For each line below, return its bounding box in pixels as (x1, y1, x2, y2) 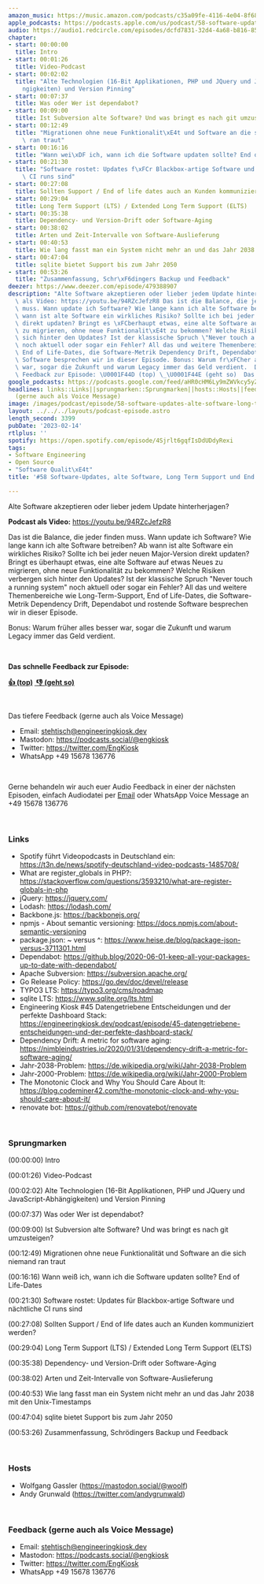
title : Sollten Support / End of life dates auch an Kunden (15, 187, 216, 195)
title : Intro (15, 48, 58, 56)
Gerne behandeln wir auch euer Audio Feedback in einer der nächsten (8, 782, 236, 791)
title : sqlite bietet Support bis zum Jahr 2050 (15, 261, 178, 269)
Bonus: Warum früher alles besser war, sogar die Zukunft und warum (8, 623, 232, 632)
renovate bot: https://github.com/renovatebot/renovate (19, 1102, 198, 1112)
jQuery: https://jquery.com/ (19, 894, 108, 903)
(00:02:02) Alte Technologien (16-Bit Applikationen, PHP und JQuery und (8, 1186, 245, 1195)
